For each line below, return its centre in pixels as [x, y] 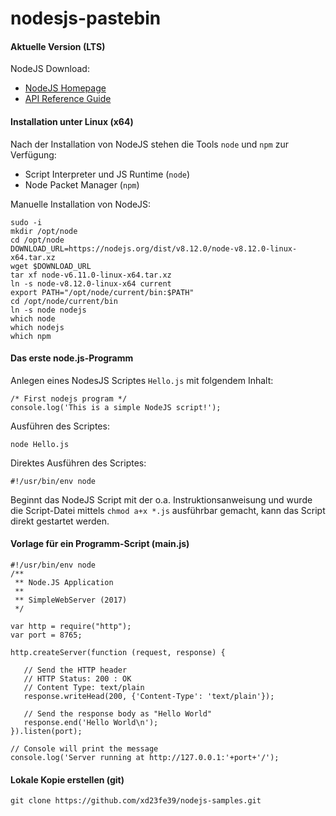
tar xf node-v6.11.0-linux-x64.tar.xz [91, 275]
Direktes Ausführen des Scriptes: [78, 463]
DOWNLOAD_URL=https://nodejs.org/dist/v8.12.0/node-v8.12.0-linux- [154, 248]
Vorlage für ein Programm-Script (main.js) [100, 544]
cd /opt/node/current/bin [64, 301]
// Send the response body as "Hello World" [118, 714]
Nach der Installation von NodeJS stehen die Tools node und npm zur [149, 144]
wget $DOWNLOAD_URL [51, 266]
